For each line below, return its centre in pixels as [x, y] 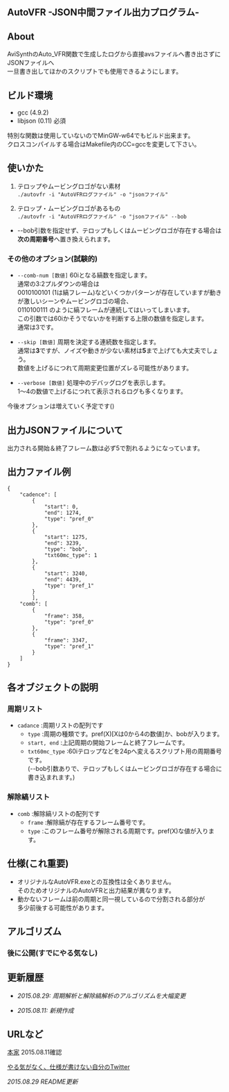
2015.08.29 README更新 [43, 1082]
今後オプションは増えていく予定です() [61, 406]
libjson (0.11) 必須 [42, 121]
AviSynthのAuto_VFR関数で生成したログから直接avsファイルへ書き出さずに [114, 54]
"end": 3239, [63, 543]
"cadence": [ [38, 495]
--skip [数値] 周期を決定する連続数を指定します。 [89, 342]
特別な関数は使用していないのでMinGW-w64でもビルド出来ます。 [101, 136]
